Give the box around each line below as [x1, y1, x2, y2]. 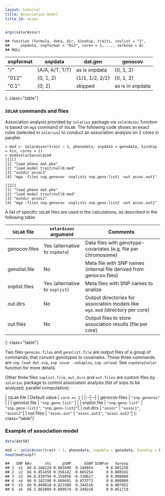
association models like [85, 300, 139, 307]
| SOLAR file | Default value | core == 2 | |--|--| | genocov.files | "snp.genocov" [5, 394, 160, 400]
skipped [76, 82, 95, 89]
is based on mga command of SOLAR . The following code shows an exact [5, 124, 150, 130]
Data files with [85, 239, 118, 246]
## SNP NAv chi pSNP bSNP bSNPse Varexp [5, 461, 129, 466]
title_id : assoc [5, 16, 38, 21]
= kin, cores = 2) [5, 149, 43, 153]
